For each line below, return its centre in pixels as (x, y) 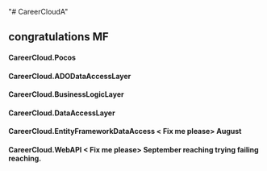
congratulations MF (58, 37)
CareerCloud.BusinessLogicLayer (66, 94)
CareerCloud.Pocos (42, 57)
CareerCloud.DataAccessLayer (62, 113)
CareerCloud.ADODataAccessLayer (70, 76)
